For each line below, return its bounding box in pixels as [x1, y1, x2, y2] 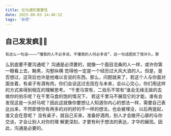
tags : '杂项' [5, 17, 32, 22]
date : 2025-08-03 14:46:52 [5, 12, 63, 17]
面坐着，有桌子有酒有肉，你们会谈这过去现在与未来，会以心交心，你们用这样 [5, 80, 166, 87]
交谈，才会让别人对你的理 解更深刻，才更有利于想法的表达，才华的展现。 [5, 119, 158, 125]
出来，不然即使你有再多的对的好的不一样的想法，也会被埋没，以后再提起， [9, 106, 166, 112]
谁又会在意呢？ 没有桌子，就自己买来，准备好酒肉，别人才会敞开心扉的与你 [5, 113, 163, 119]
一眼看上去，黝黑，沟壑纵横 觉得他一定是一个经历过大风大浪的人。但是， [5, 68, 158, 74]
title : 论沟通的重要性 [5, 7, 48, 13]
